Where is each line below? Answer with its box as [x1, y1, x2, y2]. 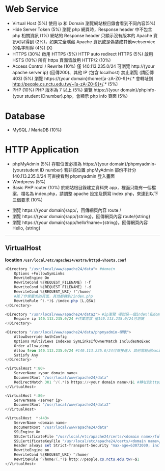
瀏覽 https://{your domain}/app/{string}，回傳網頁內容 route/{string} [12, 213, 151, 219]
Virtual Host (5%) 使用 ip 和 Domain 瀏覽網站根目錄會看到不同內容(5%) [12, 20, 156, 26]
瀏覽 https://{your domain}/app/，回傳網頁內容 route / [12, 207, 121, 213]
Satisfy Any [14, 353, 38, 358]
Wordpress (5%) [12, 178, 46, 185]
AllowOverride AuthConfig [14, 334, 67, 339]
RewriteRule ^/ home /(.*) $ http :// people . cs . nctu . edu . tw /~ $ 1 [14, 457, 139, 462]
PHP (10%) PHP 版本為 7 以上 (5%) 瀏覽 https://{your [12, 87, 119, 93]
